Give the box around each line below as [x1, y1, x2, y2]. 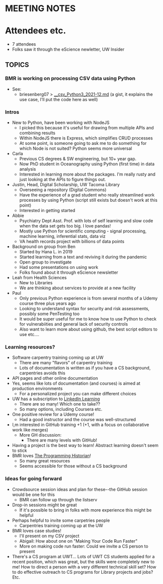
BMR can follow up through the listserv [19, 496, 97, 502]
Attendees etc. [5, 25, 66, 36]
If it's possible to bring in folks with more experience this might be [19, 507, 152, 513]
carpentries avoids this [19, 370, 66, 376]
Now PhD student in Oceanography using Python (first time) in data [19, 161, 155, 167]
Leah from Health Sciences [12, 275, 67, 281]
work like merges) [12, 427, 49, 433]
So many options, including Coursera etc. [19, 407, 103, 412]
